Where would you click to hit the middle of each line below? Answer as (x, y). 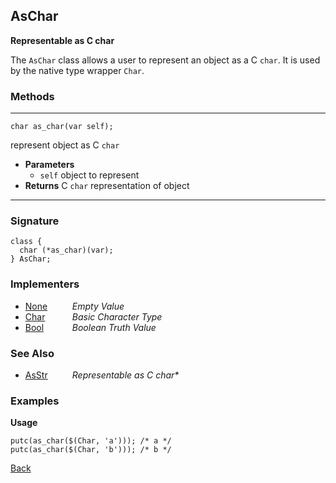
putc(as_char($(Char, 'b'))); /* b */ (91, 450)
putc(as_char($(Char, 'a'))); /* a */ (91, 441)
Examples (35, 401)
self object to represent (89, 175)
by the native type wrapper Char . (77, 70)
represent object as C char (65, 145)
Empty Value (98, 306)
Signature (35, 221)
